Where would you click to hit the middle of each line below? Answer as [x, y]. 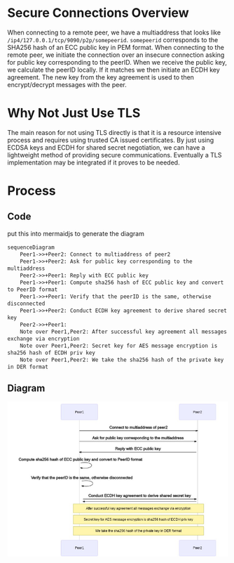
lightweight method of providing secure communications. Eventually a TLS [115, 155]
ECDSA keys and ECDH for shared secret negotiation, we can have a [106, 147]
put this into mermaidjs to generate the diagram [76, 233]
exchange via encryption [43, 339]
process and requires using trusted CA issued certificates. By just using [111, 140]
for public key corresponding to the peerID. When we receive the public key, [117, 62]
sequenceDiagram [31, 247]
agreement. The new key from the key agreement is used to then [101, 77]
